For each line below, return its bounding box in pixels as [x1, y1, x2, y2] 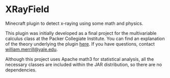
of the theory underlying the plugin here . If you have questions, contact [5, 41, 155, 47]
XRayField [5, 4, 49, 15]
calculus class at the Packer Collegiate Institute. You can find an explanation [5, 35, 165, 42]
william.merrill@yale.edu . [5, 46, 58, 52]
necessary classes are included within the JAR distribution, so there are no [5, 61, 162, 67]
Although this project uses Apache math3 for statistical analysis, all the [5, 56, 154, 62]
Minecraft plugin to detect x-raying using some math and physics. [5, 20, 144, 26]
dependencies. [5, 67, 37, 73]
